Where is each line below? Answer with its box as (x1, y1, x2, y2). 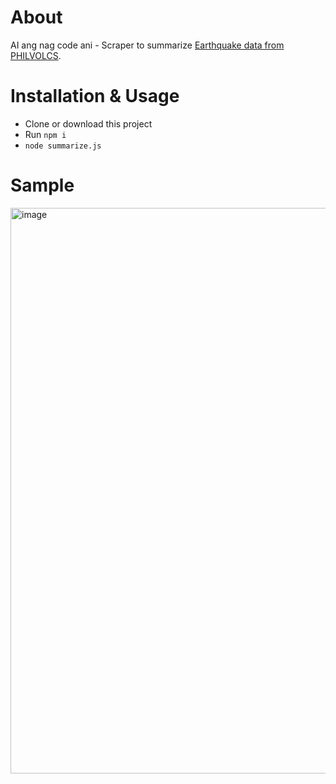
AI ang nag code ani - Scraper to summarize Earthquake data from (10, 39, 285, 51)
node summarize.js (24, 141, 102, 151)
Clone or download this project (24, 117, 153, 130)
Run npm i (24, 128, 67, 140)
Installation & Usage (10, 85, 180, 108)
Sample (10, 174, 75, 197)
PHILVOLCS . (10, 49, 62, 61)
